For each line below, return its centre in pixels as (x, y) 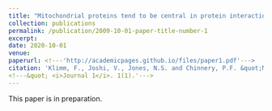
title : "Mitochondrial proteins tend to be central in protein (117, 16)
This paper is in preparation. (55, 98)
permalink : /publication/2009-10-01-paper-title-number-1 (108, 31)
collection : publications (52, 23)
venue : (19, 53)
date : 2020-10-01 (38, 46)
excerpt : (23, 38)
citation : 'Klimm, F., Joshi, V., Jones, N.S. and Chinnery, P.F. (123, 68)
